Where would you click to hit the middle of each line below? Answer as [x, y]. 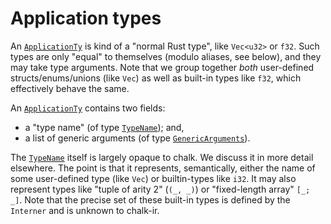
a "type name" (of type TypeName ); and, [104, 127]
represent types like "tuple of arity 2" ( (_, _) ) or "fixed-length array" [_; [160, 189]
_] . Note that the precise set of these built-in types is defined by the [150, 199]
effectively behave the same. [70, 88]
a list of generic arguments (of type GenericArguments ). [137, 138]
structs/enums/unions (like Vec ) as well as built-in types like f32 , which [156, 78]
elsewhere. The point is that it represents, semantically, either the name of [163, 168]
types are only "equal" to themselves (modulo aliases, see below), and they [166, 56]
